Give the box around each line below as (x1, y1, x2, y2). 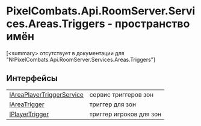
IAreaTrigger (9, 100, 45, 109)
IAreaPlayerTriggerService (9, 90, 84, 98)
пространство (114, 17, 190, 31)
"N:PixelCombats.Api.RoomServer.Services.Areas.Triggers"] (6, 56, 155, 63)
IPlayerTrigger (9, 110, 49, 118)
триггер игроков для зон (89, 110, 161, 118)
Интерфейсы (6, 73, 58, 83)
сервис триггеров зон (89, 90, 154, 98)
